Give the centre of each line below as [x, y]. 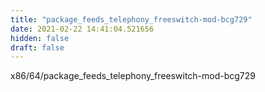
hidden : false [40, 38]
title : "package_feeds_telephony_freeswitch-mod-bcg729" [131, 19]
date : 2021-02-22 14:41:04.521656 [82, 29]
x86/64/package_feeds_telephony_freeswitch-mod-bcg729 [133, 76]
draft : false [37, 47]
